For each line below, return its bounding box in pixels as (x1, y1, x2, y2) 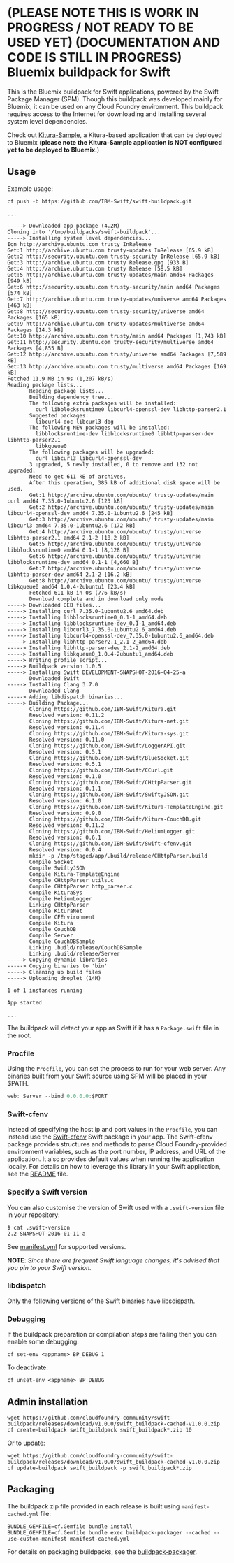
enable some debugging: (7, 1337, 79, 1346)
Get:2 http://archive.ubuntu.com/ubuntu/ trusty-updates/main (29, 503, 214, 511)
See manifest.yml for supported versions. (7, 1242, 126, 1251)
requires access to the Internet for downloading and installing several (7, 110, 207, 118)
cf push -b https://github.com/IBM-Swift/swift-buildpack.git (7, 198, 192, 205)
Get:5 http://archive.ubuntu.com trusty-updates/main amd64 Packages (7, 271, 214, 278)
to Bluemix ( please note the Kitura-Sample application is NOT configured (7, 138, 222, 146)
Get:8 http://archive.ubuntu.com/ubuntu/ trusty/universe (29, 577, 201, 584)
